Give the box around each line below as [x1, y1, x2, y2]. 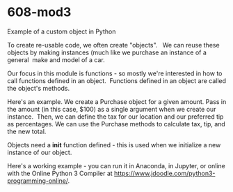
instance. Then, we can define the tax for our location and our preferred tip [7, 112, 224, 121]
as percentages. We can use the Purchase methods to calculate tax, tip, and [7, 119, 226, 128]
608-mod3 [7, 4, 72, 20]
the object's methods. [7, 84, 70, 92]
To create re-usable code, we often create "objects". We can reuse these [7, 40, 220, 49]
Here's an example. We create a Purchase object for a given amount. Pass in [7, 97, 227, 105]
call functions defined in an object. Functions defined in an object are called [7, 76, 227, 84]
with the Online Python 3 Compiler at [7, 169, 113, 177]
